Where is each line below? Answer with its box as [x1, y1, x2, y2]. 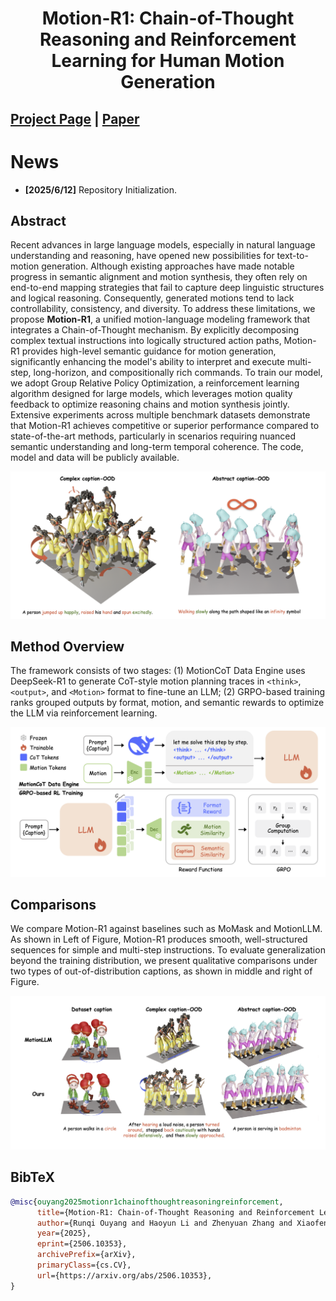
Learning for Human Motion [51, 50, 285, 72]
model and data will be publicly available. [10, 452, 180, 464]
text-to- [276, 250, 309, 262]
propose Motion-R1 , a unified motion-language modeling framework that [10, 313, 311, 326]
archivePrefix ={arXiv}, [36, 1250, 137, 1260]
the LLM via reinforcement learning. [10, 707, 158, 719]
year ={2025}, [36, 1228, 92, 1239]
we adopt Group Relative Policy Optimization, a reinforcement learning [10, 377, 300, 389]
